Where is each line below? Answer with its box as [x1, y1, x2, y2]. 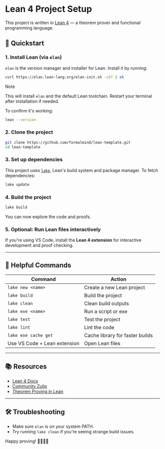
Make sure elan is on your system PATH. [12, 423, 94, 429]
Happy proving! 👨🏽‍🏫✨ [5, 438, 49, 444]
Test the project [84, 316, 120, 323]
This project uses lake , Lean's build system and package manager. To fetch [5, 167, 159, 173]
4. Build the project [5, 194, 52, 200]
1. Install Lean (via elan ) [5, 54, 62, 61]
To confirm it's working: [5, 108, 53, 113]
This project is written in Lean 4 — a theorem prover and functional [5, 20, 141, 26]
